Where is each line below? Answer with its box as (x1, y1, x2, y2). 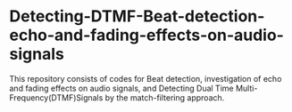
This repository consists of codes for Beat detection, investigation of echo (9, 73, 282, 84)
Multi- (235, 83, 258, 93)
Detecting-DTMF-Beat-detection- (9, 6, 265, 27)
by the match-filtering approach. (104, 92, 225, 103)
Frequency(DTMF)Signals (9, 92, 104, 103)
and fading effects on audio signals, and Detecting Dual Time (9, 83, 234, 93)
